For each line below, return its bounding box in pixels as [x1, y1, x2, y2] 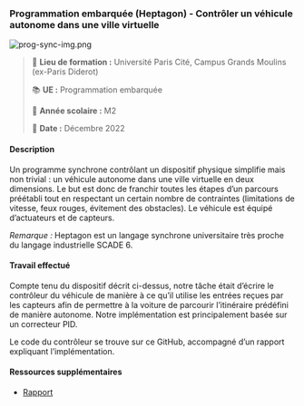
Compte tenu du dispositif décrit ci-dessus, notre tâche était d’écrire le [9, 280, 274, 291]
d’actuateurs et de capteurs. [9, 212, 115, 223]
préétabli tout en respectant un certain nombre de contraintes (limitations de [9, 193, 295, 204]
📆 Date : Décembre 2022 [31, 123, 125, 134]
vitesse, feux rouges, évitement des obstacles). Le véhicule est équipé [9, 202, 273, 213]
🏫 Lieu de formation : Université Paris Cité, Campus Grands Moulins [31, 57, 287, 68]
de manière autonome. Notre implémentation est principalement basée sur [9, 309, 288, 320]
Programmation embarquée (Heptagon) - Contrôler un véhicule [9, 7, 293, 20]
